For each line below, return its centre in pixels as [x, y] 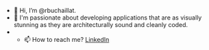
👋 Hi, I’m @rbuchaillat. [45, 10]
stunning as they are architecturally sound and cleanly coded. [101, 25]
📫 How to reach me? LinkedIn [66, 40]
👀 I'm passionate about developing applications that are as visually [108, 18]
